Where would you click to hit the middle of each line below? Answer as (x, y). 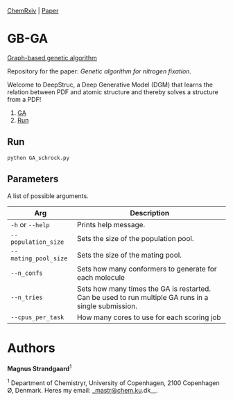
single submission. (107, 306)
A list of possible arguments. (48, 196)
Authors (31, 348)
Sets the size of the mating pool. (129, 255)
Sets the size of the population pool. (135, 238)
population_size (37, 242)
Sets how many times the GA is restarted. (144, 289)
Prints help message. (111, 224)
